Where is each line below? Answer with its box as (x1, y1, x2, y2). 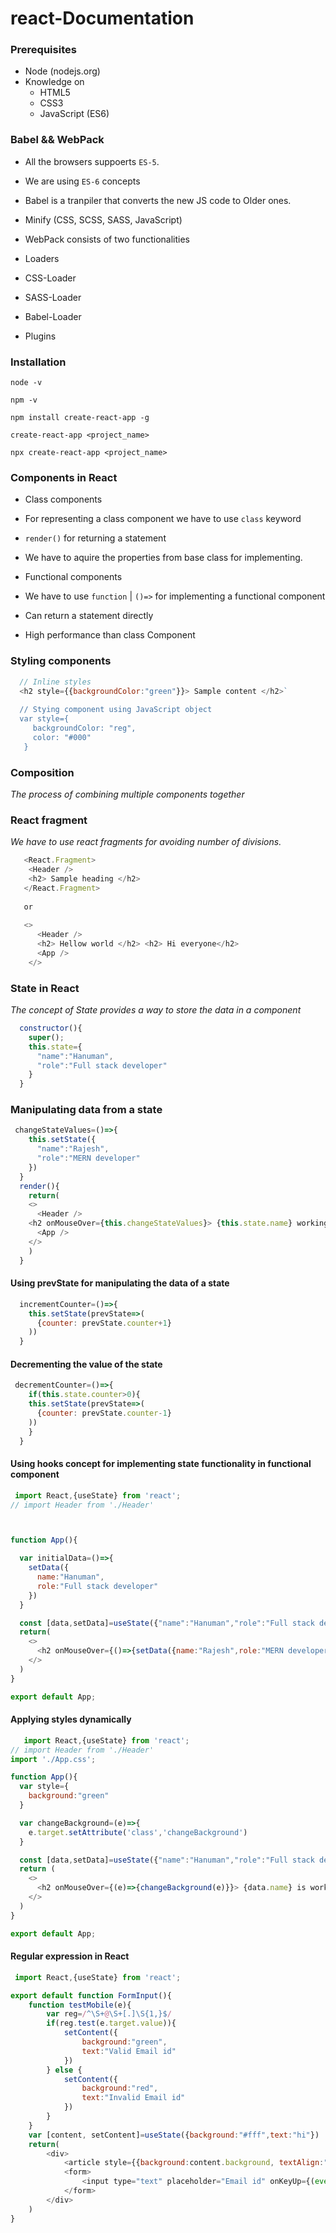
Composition (10, 765, 75, 779)
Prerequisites (10, 43, 77, 57)
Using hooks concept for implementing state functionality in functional (10, 1458, 312, 1470)
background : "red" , (81, 2083, 159, 2094)
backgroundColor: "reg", (32, 723, 137, 734)
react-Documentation (10, 7, 195, 30)
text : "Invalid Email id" (81, 2093, 186, 2103)
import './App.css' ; (10, 1754, 97, 1764)
